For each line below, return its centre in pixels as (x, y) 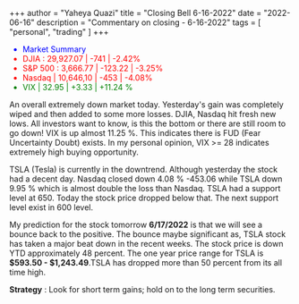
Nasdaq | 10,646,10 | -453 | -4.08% (87, 78)
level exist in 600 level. (51, 207)
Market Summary (54, 49)
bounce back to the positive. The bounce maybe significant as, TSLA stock (148, 234)
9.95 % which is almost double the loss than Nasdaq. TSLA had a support (145, 188)
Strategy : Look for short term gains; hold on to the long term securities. (142, 289)
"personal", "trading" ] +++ (59, 32)
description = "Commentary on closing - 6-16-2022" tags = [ (149, 22)
